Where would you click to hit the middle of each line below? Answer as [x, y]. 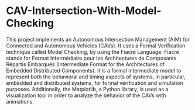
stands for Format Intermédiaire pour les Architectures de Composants [91, 58]
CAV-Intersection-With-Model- [84, 11]
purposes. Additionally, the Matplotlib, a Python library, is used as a [87, 89]
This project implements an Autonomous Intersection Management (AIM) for [98, 39]
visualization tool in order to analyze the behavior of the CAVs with [86, 95]
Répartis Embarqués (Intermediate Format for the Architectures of [85, 64]
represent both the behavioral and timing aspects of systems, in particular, [96, 77]
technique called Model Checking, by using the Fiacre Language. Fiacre [93, 51]
